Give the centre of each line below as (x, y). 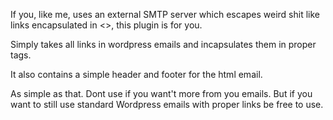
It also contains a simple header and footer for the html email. (136, 74)
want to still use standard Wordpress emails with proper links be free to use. (167, 104)
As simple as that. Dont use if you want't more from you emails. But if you (161, 93)
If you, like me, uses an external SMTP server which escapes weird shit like (165, 14)
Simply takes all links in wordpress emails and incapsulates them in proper (163, 44)
